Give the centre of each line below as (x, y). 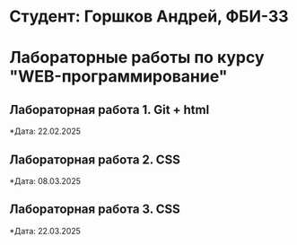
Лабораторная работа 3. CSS (95, 210)
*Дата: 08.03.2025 (45, 181)
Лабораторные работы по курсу (137, 58)
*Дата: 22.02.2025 (45, 131)
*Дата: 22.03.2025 (45, 231)
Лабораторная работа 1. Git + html (109, 109)
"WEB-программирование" (118, 77)
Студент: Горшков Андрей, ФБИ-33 (149, 17)
